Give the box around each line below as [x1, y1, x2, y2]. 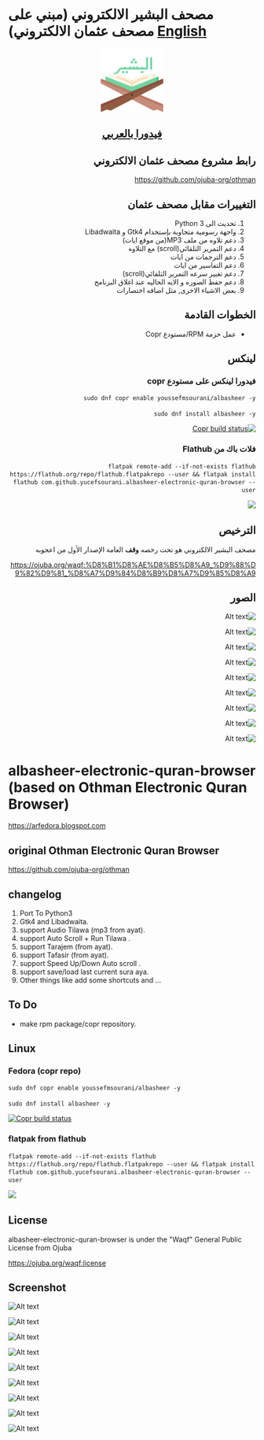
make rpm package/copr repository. [19, 1019, 137, 1028]
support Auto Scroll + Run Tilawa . [19, 933, 131, 942]
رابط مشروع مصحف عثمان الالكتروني [93, 154, 256, 167]
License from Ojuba [8, 1242, 72, 1253]
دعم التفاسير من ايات [174, 260, 236, 269]
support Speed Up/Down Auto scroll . [19, 958, 141, 968]
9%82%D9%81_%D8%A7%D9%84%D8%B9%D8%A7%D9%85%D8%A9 [14, 568, 256, 578]
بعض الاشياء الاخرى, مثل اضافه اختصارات [116, 285, 236, 294]
